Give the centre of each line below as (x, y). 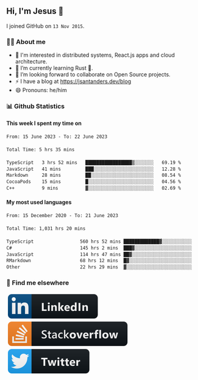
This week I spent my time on (44, 123)
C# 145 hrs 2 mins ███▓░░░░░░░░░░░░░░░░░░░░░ (99, 248)
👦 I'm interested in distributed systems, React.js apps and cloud (95, 55)
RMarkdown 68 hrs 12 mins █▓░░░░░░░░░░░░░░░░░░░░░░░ (99, 261)
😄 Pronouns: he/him (41, 90)
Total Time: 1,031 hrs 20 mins (46, 229)
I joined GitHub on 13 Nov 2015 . (45, 26)
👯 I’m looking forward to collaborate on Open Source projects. (93, 74)
